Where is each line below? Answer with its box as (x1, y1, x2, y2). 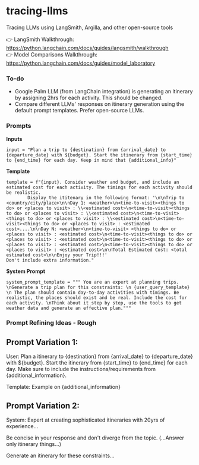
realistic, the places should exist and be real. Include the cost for (6, 294, 187, 301)
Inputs (6, 135, 23, 142)
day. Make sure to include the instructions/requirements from (6, 366, 156, 373)
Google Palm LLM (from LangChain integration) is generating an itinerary (14, 88, 193, 95)
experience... (6, 423, 39, 430)
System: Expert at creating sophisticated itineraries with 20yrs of (6, 416, 165, 423)
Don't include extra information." (6, 257, 94, 263)
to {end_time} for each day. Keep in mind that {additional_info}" (6, 157, 177, 163)
